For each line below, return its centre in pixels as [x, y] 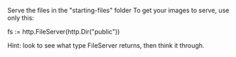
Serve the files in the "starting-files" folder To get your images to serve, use [118, 10]
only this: [21, 18]
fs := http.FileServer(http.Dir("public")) [64, 32]
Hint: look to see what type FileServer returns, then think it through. [106, 45]
